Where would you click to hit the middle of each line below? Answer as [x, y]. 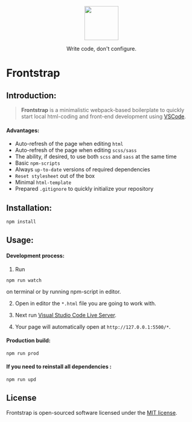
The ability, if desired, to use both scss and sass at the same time [96, 157]
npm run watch [24, 280]
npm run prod [23, 353]
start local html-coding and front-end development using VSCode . [103, 116]
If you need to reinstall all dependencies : [59, 367]
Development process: [35, 256]
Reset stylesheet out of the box [55, 176]
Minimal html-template [43, 182]
